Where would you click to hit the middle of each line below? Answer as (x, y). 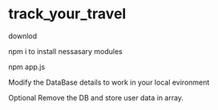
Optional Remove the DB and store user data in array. (96, 97)
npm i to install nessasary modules (65, 51)
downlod (23, 36)
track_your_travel (67, 14)
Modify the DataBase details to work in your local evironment (109, 82)
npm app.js (27, 67)
